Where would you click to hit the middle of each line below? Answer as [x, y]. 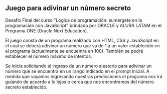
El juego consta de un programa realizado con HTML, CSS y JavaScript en [82, 40]
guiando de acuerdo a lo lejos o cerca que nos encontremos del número [80, 82]
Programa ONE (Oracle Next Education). [47, 31]
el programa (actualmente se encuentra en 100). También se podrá [74, 51]
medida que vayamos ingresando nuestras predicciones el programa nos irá [84, 76]
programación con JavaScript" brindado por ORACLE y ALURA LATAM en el [83, 25]
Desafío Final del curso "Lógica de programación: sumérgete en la [74, 20]
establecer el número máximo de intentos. [49, 56]
